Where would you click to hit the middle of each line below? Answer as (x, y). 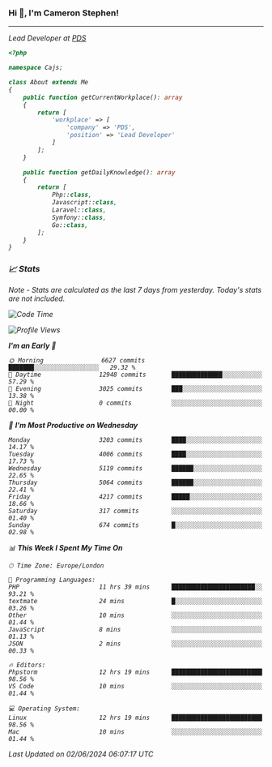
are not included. (37, 298)
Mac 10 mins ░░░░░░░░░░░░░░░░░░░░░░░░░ (136, 732)
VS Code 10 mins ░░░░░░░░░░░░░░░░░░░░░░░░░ (136, 686)
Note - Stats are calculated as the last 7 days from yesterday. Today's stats (135, 289)
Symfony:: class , (79, 217)
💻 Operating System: (45, 709)
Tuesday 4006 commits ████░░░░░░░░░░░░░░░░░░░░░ (136, 454)
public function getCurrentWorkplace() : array (103, 97)
